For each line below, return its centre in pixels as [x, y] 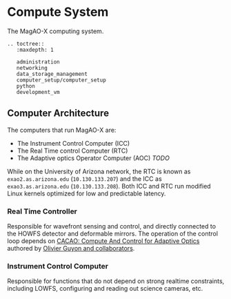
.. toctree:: [26, 44]
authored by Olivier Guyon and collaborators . [71, 249]
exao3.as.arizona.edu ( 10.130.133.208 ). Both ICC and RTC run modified [109, 186]
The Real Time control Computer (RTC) [72, 151]
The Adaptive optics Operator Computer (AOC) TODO [93, 158]
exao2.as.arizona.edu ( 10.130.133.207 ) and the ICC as [84, 179]
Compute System [58, 12]
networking [32, 68]
